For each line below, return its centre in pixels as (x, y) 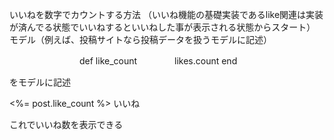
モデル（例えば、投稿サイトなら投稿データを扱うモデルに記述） (140, 39)
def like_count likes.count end (158, 61)
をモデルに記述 (40, 82)
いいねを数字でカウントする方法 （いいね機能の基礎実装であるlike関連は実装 (166, 14)
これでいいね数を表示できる (66, 124)
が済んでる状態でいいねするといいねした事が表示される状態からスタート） (162, 27)
